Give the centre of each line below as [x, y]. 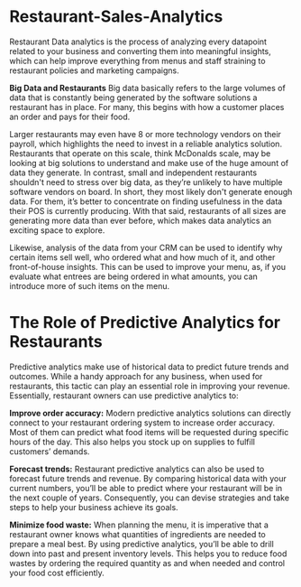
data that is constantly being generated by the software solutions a [133, 98]
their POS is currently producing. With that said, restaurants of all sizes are [148, 210]
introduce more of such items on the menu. [89, 285]
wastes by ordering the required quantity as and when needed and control [147, 563]
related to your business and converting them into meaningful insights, [141, 51]
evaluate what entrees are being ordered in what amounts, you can [134, 276]
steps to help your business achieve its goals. [94, 507]
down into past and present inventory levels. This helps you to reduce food [148, 554]
